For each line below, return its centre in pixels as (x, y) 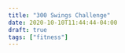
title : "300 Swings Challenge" (59, 15)
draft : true (28, 30)
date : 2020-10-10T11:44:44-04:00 (63, 23)
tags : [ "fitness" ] (38, 37)
